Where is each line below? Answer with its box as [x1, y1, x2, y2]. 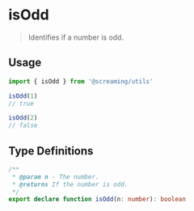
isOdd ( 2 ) [8, 114, 38, 122]
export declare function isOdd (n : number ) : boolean [8, 196, 186, 204]
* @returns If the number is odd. [11, 180, 129, 188]
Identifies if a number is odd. [27, 32, 124, 42]
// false [8, 121, 38, 130]
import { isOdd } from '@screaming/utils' [8, 77, 154, 86]
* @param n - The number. [11, 172, 99, 181]
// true [8, 99, 35, 108]
